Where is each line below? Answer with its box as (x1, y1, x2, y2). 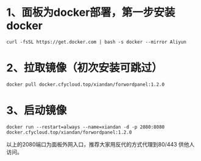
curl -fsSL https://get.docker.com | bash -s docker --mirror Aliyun (6, 39, 187, 45)
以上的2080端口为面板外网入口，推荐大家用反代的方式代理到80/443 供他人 (6, 140, 195, 148)
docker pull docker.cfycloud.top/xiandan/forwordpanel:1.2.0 (6, 81, 165, 87)
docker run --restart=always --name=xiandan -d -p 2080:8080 (6, 124, 165, 130)
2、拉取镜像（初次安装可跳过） (6, 61, 163, 75)
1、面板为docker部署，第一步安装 (6, 5, 175, 19)
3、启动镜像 (6, 104, 67, 117)
